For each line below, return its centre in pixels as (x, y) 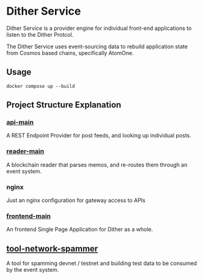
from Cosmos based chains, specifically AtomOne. (70, 53)
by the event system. (33, 270)
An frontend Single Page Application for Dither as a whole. (80, 230)
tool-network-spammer (52, 248)
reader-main (25, 151)
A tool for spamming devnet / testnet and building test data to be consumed (102, 263)
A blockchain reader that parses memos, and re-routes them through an (97, 165)
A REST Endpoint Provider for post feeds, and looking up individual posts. (99, 136)
